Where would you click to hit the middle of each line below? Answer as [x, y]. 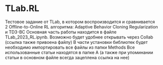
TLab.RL [22, 8]
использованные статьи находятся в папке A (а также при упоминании [79, 52]
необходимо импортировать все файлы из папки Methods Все [70, 47]
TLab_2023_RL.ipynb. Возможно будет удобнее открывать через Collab [79, 37]
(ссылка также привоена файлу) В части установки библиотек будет [76, 42]
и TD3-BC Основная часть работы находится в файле [61, 32]
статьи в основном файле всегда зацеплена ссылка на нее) [67, 57]
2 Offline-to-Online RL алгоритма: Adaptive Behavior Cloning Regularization [81, 26]
